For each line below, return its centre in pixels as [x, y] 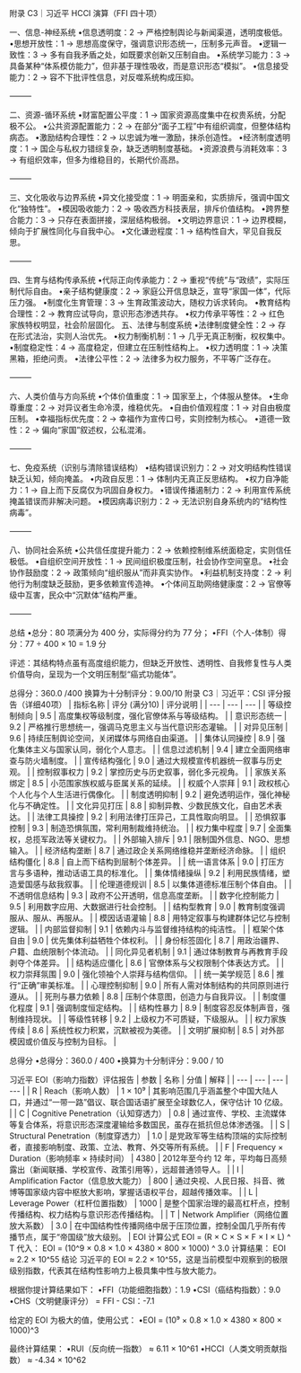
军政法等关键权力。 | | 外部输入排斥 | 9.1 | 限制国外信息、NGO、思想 [165, 839]
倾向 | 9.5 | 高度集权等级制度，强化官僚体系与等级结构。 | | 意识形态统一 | [152, 716]
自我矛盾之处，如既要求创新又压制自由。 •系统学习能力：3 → [178, 55]
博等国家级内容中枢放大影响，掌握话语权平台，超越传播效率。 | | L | [133, 1192]
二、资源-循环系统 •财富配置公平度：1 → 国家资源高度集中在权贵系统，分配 [148, 115]
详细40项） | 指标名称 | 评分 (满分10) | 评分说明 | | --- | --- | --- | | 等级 [154, 704]
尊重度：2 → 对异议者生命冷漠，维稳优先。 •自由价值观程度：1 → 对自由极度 [150, 407]
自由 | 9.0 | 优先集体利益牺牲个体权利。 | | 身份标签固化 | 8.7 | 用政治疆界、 [147, 940]
